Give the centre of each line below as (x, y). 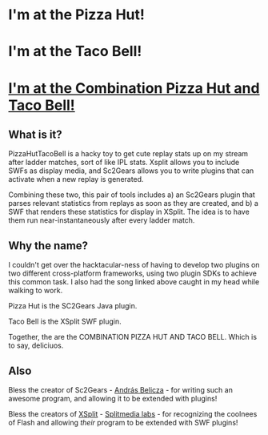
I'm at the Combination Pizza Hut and (134, 88)
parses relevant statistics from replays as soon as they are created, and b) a (133, 203)
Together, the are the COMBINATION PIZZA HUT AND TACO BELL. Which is (133, 337)
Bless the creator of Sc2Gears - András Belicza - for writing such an (121, 390)
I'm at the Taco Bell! (75, 52)
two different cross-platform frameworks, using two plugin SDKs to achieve (133, 273)
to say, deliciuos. (36, 345)
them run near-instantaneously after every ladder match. (102, 220)
